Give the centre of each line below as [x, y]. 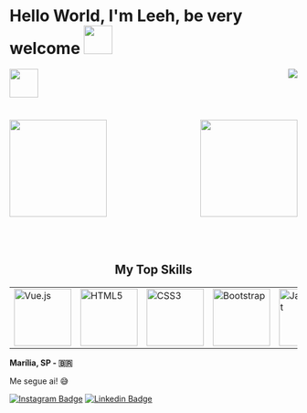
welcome [45, 49]
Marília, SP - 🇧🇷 [41, 363]
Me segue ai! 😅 [39, 381]
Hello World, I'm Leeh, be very [126, 16]
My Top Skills [153, 270]
